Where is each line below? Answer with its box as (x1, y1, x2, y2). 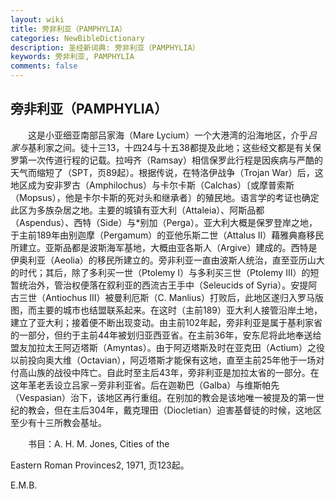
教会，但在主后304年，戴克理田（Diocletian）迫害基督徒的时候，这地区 (27, 404, 323, 416)
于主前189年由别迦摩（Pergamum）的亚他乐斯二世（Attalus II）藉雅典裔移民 (10, 229, 325, 241)
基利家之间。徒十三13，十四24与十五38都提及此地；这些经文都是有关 (28, 141, 313, 153)
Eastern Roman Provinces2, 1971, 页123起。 (10, 459, 190, 471)
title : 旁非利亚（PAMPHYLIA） (10, 24, 127, 34)
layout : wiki (10, 14, 65, 25)
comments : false (10, 61, 78, 71)
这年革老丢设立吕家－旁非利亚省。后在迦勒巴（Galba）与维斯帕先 (10, 379, 280, 391)
